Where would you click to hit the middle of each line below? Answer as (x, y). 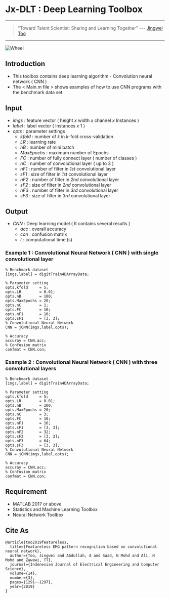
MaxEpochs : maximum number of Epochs (64, 152)
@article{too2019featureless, (37, 542)
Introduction (25, 64)
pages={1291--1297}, (31, 582)
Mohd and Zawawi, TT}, (29, 560)
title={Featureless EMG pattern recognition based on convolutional (83, 547)
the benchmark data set (37, 92)
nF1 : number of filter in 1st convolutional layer (68, 168)
